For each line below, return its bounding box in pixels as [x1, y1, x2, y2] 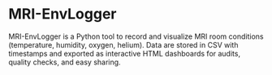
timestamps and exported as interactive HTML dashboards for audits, [8, 48, 241, 58]
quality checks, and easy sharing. [8, 57, 121, 67]
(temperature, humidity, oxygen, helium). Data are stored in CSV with [8, 40, 239, 49]
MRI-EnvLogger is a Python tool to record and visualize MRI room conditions [8, 31, 264, 41]
